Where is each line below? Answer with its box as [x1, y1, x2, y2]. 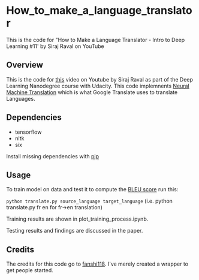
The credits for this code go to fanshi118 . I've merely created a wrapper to [6, 260, 189, 267]
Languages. [6, 95, 35, 102]
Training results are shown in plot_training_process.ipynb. [6, 215, 149, 222]
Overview [6, 60, 44, 70]
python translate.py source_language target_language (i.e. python [6, 197, 173, 204]
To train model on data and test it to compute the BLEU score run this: [6, 186, 179, 193]
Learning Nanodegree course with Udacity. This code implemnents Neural [6, 82, 190, 89]
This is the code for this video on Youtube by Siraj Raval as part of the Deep [6, 76, 194, 83]
